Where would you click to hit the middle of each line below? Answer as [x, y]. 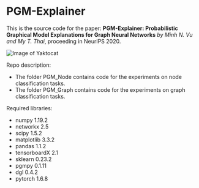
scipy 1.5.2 [28, 133]
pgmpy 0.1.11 [31, 165]
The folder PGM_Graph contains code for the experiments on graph [100, 89]
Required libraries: [29, 108]
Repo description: [29, 65]
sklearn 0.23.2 [33, 159]
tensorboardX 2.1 [37, 152]
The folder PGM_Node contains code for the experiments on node [99, 77]
